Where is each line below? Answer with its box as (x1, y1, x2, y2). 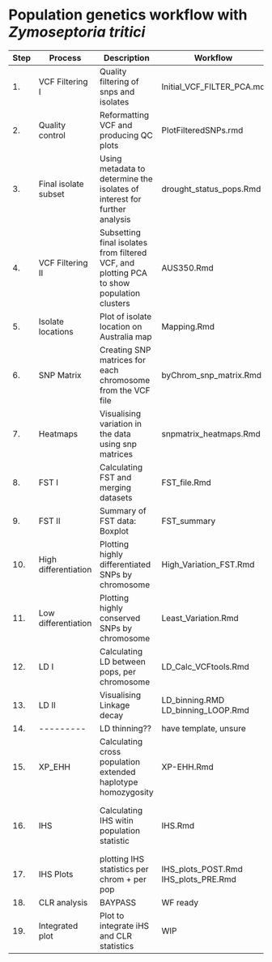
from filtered (100, 247, 147, 258)
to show (100, 277, 130, 288)
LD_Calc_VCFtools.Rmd (161, 661, 249, 672)
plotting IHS (100, 853, 144, 864)
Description (104, 52, 150, 63)
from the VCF (100, 385, 151, 396)
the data (100, 428, 131, 439)
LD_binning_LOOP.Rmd (161, 704, 249, 716)
